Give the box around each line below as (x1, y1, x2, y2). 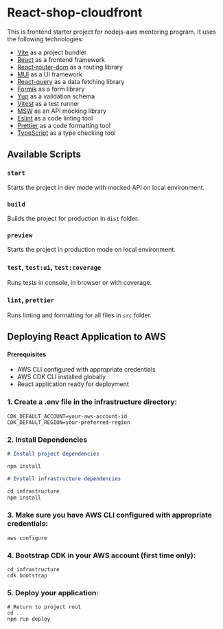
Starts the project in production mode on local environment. (7, 246, 176, 254)
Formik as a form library (16, 85, 85, 93)
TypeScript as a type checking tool (16, 129, 116, 137)
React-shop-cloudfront (7, 5, 143, 21)
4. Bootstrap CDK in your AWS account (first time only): (7, 551, 196, 560)
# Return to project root (7, 604, 81, 610)
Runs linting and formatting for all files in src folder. (7, 311, 152, 319)
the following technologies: (7, 34, 84, 43)
